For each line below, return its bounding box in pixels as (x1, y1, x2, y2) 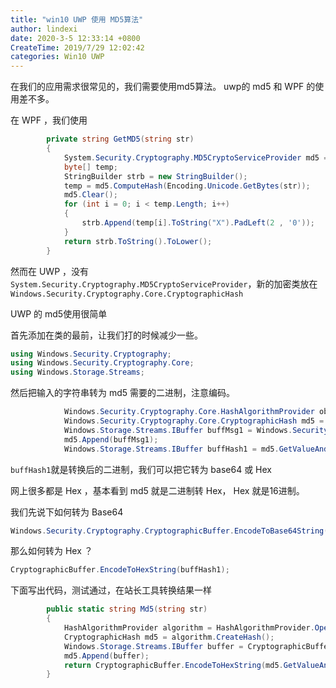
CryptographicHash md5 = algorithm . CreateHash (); (63, 632, 275, 642)
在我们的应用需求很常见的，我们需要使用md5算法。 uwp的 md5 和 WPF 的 (10, 81, 316, 93)
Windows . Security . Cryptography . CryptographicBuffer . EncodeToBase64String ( (10, 526, 329, 536)
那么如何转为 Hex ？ (10, 545, 93, 557)
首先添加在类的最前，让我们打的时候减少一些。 (10, 329, 203, 341)
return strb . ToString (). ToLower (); (63, 236, 213, 246)
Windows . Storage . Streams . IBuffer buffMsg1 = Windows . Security (63, 425, 329, 435)
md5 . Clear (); (63, 190, 118, 200)
